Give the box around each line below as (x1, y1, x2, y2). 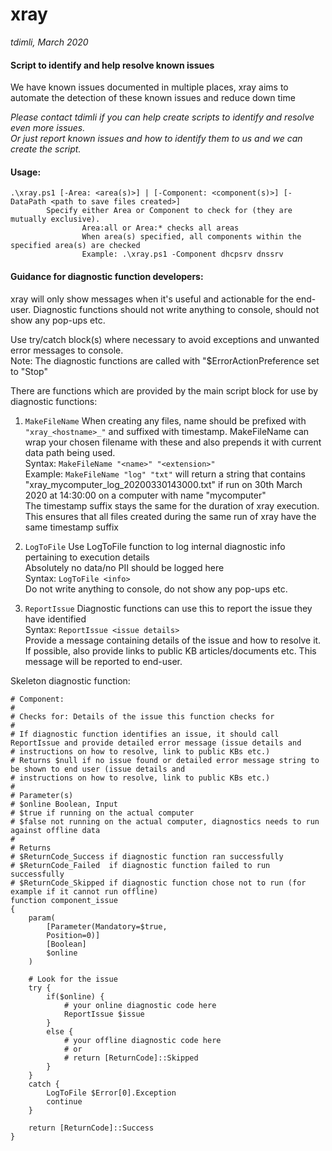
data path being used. (24, 446, 116, 458)
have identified (24, 613, 87, 625)
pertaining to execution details (24, 551, 150, 563)
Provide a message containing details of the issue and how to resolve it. (24, 634, 322, 646)
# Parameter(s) (10, 790, 74, 800)
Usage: (10, 166, 42, 178)
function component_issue (10, 895, 118, 905)
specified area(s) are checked (10, 241, 141, 251)
